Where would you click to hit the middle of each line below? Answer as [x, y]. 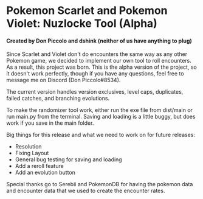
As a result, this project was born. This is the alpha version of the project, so [102, 67]
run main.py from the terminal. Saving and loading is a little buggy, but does [101, 117]
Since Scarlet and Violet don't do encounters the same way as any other [97, 54]
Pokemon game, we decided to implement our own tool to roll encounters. [99, 61]
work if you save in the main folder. [50, 123]
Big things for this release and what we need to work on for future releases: [101, 135]
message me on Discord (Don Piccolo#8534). [64, 80]
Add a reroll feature [39, 166]
